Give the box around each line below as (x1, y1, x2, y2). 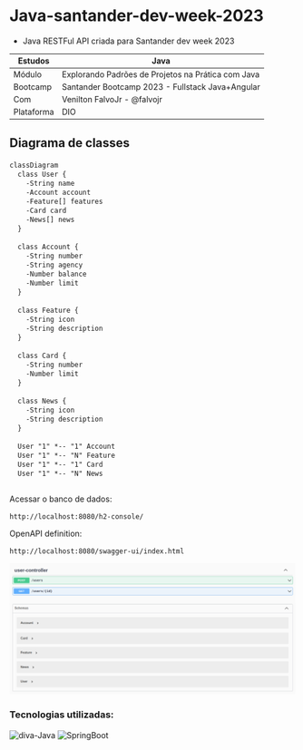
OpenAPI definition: (9, 528, 83, 540)
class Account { (17, 242, 79, 251)
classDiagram (9, 161, 59, 170)
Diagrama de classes (9, 135, 130, 151)
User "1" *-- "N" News (17, 469, 103, 478)
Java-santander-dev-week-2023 (9, 5, 264, 26)
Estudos (17, 55, 50, 66)
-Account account (25, 188, 92, 197)
